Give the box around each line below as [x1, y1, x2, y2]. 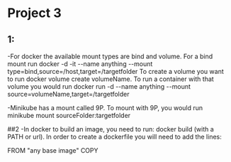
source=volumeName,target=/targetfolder [7, 90, 130, 98]
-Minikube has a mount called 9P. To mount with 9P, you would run [7, 104, 203, 112]
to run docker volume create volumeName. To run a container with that [7, 75, 214, 83]
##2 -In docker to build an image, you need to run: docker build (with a [7, 125, 214, 133]
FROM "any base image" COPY [7, 146, 98, 154]
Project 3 [7, 5, 62, 21]
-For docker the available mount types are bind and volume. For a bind [7, 52, 213, 60]
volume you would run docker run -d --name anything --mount [7, 82, 191, 90]
